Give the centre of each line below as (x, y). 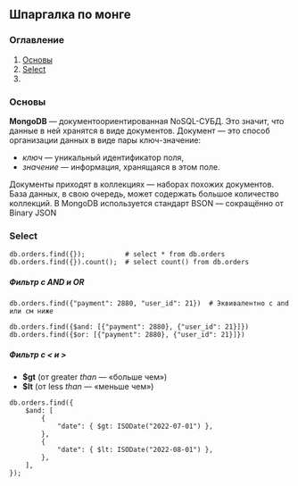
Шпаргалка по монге (70, 15)
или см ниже (31, 312)
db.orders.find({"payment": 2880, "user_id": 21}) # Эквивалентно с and (149, 304)
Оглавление (37, 40)
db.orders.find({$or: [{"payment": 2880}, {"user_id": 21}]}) (127, 335)
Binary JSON (33, 213)
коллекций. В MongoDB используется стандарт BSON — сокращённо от (146, 203)
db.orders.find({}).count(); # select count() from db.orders (129, 263)
